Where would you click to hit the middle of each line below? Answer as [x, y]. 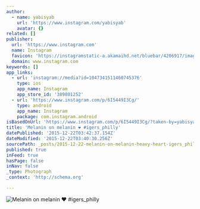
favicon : [22, 56]
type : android [34, 105]
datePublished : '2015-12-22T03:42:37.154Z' [61, 133]
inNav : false [22, 166]
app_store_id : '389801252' [50, 94]
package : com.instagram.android [57, 116]
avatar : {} [30, 28]
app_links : [20, 72]
